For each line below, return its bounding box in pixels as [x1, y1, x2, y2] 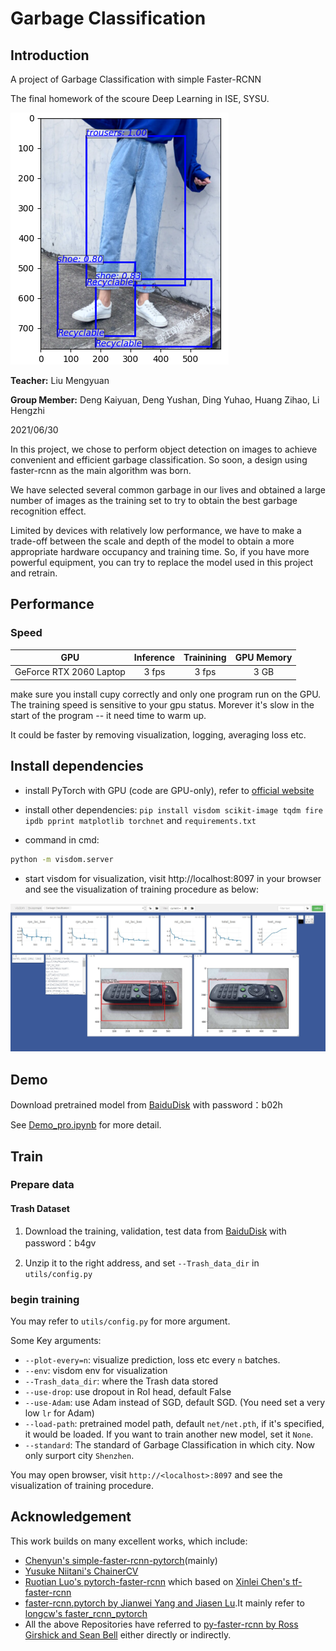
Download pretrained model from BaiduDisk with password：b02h [10, 1099, 283, 1111]
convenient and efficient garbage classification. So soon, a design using [10, 454, 308, 466]
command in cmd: [24, 833, 100, 846]
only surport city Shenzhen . [24, 1449, 135, 1461]
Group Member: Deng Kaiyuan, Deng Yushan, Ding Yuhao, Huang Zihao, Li [10, 394, 320, 406]
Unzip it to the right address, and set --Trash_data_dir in [24, 1257, 260, 1269]
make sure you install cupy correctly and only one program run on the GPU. [10, 688, 322, 700]
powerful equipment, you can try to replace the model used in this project [10, 557, 314, 568]
